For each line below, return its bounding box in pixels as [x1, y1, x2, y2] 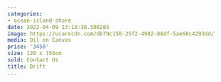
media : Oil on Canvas [7, 37, 72, 44]
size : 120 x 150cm [7, 50, 62, 57]
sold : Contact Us [7, 57, 59, 64]
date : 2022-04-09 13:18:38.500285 [7, 23, 110, 30]
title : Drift [7, 63, 46, 70]
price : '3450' [7, 43, 50, 50]
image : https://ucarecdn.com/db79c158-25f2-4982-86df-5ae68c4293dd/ [7, 30, 215, 37]
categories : [7, 10, 43, 18]
